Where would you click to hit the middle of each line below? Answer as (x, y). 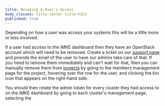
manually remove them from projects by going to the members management (82, 68)
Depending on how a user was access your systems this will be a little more (82, 33)
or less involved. (22, 38)
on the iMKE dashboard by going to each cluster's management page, (76, 93)
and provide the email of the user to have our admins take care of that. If (79, 58)
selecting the (18, 98)
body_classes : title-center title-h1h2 (46, 14)
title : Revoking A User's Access (39, 10)
